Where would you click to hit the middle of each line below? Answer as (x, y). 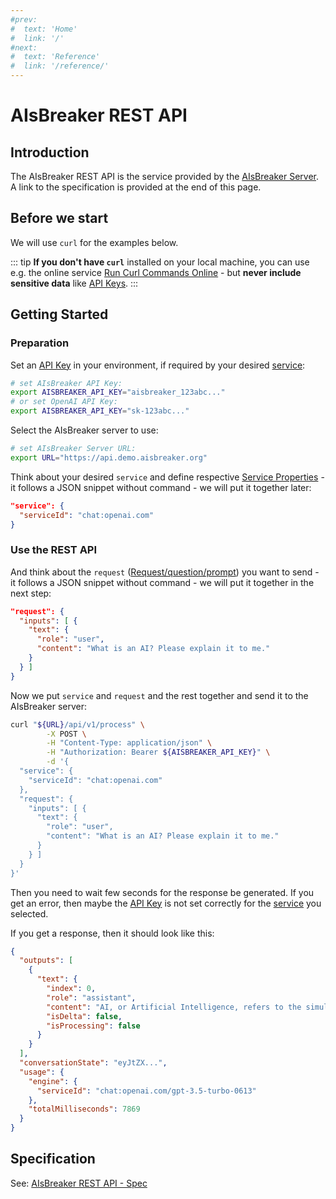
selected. (29, 913)
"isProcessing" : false (93, 1026)
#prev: (24, 19)
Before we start (59, 218)
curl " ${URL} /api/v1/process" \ (77, 724)
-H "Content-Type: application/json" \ (129, 743)
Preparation (40, 343)
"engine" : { (53, 1081)
